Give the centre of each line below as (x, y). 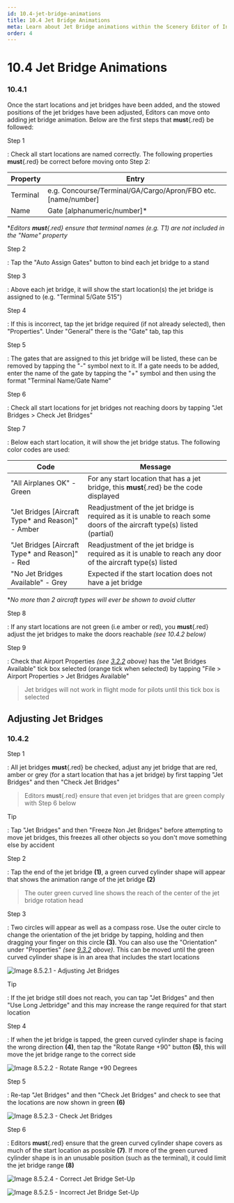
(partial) (101, 533)
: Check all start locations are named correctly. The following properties (110, 154)
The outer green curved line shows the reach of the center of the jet (122, 893)
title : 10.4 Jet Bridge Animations (59, 20)
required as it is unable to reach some (149, 516)
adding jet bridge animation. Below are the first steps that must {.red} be (111, 119)
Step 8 (17, 613)
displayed (103, 496)
